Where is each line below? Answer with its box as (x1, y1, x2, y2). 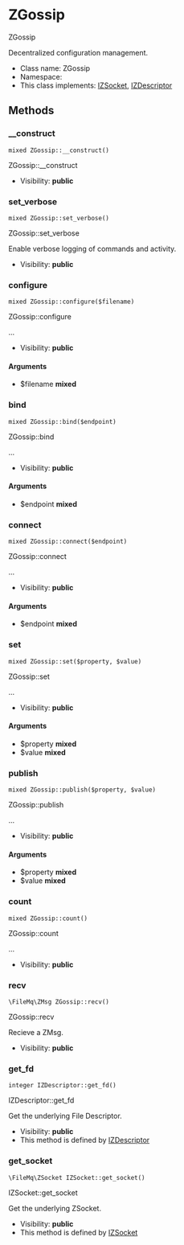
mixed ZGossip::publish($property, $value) (8, 786, 157, 794)
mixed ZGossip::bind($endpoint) (8, 417, 117, 425)
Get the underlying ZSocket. (8, 1203, 102, 1213)
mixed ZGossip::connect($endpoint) (8, 537, 128, 546)
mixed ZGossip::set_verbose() (8, 214, 110, 222)
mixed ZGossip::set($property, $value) (8, 657, 142, 665)
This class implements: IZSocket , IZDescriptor (19, 80, 173, 90)
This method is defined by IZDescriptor (19, 1136, 150, 1145)
